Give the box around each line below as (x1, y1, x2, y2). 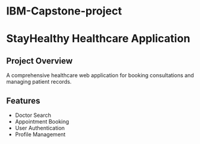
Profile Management (14, 131, 66, 138)
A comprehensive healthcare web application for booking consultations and (6, 72, 195, 79)
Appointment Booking (14, 118, 69, 125)
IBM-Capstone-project (6, 4, 122, 18)
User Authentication (14, 125, 65, 131)
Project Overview (6, 55, 73, 66)
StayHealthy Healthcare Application (6, 32, 191, 46)
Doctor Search (14, 111, 51, 119)
